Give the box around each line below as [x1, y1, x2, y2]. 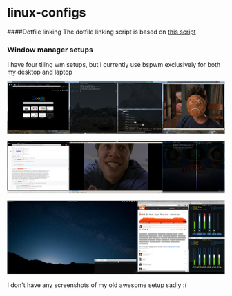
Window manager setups [7, 45, 93, 55]
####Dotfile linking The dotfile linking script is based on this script [7, 28, 196, 36]
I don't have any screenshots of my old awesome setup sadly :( [7, 281, 188, 289]
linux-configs [7, 5, 86, 21]
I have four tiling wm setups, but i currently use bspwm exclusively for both [7, 61, 221, 69]
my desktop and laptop [7, 68, 72, 77]
